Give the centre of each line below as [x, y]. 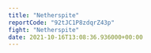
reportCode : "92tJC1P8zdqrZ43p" [61, 23]
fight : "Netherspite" [44, 30]
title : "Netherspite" [44, 15]
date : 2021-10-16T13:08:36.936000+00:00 [76, 37]
